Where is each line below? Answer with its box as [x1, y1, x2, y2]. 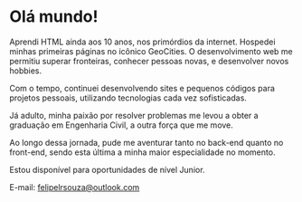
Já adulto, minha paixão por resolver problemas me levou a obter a [9, 110, 260, 120]
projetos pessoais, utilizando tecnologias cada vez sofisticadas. [9, 92, 247, 103]
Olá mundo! [9, 6, 99, 27]
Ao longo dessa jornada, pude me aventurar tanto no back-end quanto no [9, 137, 284, 148]
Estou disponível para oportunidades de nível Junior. [9, 164, 205, 175]
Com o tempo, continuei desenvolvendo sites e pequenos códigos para [9, 82, 276, 93]
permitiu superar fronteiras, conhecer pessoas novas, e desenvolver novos [9, 55, 289, 66]
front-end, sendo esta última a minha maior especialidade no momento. [9, 147, 276, 158]
